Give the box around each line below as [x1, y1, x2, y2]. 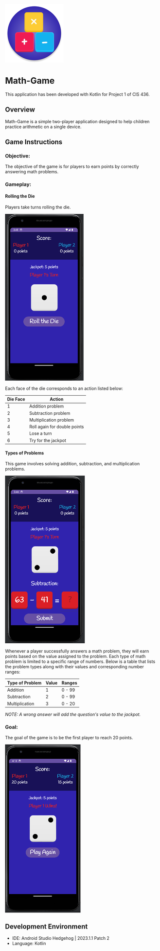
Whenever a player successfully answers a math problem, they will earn [5, 648, 149, 654]
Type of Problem [7, 679, 42, 686]
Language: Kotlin [12, 941, 46, 947]
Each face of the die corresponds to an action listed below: [5, 385, 123, 391]
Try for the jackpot [29, 437, 67, 443]
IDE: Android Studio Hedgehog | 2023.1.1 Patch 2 [12, 935, 109, 941]
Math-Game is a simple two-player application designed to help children [5, 118, 150, 124]
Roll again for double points [29, 424, 84, 430]
